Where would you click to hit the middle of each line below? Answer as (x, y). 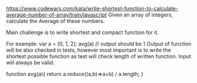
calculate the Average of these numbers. (55, 21)
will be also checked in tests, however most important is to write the (88, 50)
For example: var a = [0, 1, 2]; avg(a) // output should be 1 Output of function (99, 44)
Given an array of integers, (141, 15)
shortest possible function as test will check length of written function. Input (99, 56)
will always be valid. (30, 62)
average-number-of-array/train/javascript (57, 15)
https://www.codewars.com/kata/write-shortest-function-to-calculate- (92, 9)
